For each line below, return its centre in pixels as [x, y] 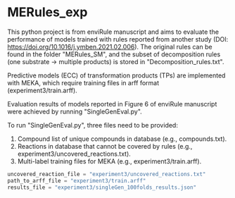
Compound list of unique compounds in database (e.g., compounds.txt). [122, 139]
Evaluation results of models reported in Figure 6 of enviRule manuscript [112, 104]
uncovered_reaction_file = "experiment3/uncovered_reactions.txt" [107, 174]
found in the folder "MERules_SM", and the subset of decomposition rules [114, 54]
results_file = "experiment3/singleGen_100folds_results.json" [102, 187]
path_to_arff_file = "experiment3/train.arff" [77, 180]
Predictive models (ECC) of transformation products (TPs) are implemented [116, 75]
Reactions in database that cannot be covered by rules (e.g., [105, 146]
